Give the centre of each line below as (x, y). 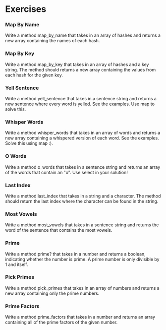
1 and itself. (17, 264)
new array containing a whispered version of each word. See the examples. (82, 138)
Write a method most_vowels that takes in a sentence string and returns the (82, 225)
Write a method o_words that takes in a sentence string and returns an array (83, 167)
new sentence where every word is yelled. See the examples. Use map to (80, 104)
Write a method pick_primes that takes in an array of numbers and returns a (82, 288)
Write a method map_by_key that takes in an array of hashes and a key (77, 64)
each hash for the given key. (34, 75)
